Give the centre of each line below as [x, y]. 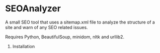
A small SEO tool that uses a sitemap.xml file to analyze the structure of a [80, 22]
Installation [24, 46]
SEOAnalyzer [33, 9]
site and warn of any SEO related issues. [46, 27]
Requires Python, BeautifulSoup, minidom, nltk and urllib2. [65, 37]
